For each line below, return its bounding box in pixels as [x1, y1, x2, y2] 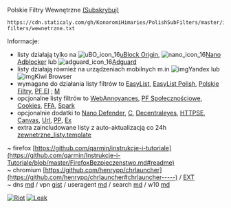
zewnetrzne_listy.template [16, 130, 91, 139]
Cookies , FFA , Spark [16, 102, 76, 109]
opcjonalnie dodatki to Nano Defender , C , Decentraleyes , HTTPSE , [16, 109, 206, 117]
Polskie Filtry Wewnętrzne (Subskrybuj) [7, 6, 119, 14]
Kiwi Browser [34, 72, 72, 80]
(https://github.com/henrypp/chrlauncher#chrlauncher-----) [7, 173, 178, 181]
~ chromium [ [7, 166, 46, 174]
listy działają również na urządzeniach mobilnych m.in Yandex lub [16, 65, 220, 73]
